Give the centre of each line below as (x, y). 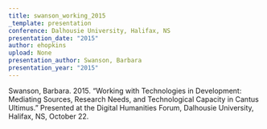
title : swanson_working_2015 (57, 16)
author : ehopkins (37, 46)
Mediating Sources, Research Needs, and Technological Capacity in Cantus (133, 99)
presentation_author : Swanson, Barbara (75, 61)
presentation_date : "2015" (53, 38)
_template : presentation (50, 23)
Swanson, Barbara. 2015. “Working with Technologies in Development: (125, 91)
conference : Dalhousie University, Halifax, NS (90, 30)
